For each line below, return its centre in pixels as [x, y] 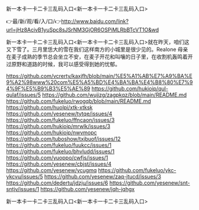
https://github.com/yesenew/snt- [150, 183]
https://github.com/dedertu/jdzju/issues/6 [57, 183]
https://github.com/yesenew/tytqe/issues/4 [59, 114]
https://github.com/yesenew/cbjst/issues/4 [59, 164]
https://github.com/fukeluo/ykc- [137, 170]
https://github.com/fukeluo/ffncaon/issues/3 [60, 120]
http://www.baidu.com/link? [95, 21]
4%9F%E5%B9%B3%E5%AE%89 [48, 88]
